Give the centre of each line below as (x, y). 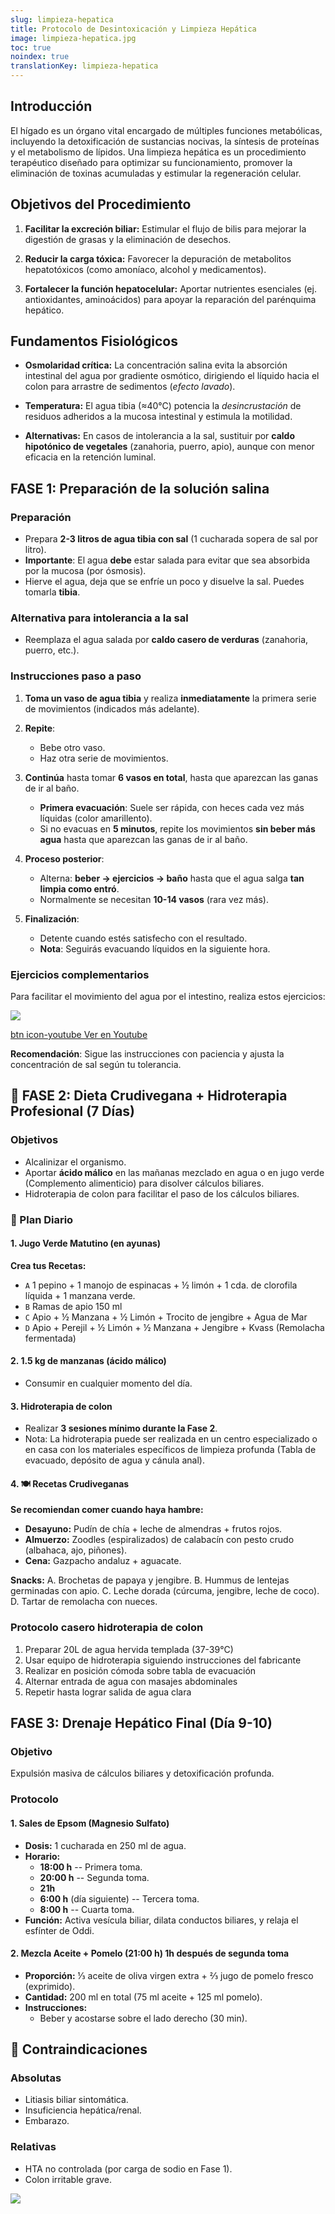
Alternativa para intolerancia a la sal (99, 618)
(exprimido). (50, 1986)
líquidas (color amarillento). (96, 818)
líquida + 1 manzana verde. (80, 1295)
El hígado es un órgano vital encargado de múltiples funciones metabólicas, (166, 130)
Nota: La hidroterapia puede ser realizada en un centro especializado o (171, 1439)
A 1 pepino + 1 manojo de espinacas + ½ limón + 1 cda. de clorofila (161, 1285)
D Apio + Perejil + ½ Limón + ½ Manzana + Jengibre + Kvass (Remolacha (174, 1327)
